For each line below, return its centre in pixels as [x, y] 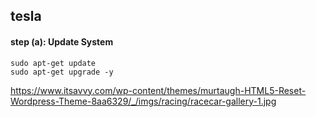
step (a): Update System [62, 41]
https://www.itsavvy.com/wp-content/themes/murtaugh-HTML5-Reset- [158, 90]
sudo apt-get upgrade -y [62, 72]
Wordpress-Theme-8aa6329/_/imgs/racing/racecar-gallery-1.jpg [143, 101]
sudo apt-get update [53, 63]
